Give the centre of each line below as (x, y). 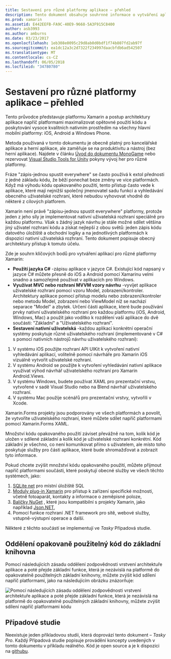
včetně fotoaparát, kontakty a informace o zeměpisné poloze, (77, 497)
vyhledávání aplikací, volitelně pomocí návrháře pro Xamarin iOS (80, 355)
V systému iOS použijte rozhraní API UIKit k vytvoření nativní (76, 349)
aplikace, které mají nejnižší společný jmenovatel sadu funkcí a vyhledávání (84, 191)
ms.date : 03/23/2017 (27, 39)
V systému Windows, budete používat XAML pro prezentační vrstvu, (84, 382)
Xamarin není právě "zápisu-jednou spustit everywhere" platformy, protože (84, 211)
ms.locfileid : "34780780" (33, 67)
